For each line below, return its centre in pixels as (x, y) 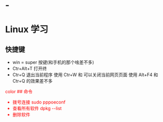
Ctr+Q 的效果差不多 (32, 81)
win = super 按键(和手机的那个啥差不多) (53, 62)
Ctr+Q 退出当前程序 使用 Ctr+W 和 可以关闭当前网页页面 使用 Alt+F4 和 (85, 75)
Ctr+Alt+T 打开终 (29, 69)
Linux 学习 (27, 30)
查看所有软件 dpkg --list (37, 109)
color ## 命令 (19, 92)
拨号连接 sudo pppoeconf (39, 102)
